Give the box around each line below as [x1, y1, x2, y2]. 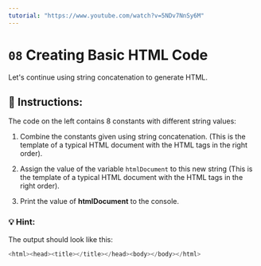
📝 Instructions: [8, 95, 84, 108]
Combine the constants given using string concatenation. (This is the [19, 132, 246, 142]
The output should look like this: [8, 234, 113, 244]
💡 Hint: [8, 217, 36, 228]
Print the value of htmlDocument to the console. [19, 197, 179, 206]
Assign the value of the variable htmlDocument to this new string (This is [19, 164, 253, 174]
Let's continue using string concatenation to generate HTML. [8, 72, 208, 82]
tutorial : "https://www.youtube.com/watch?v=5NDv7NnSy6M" [8, 11, 205, 20]
